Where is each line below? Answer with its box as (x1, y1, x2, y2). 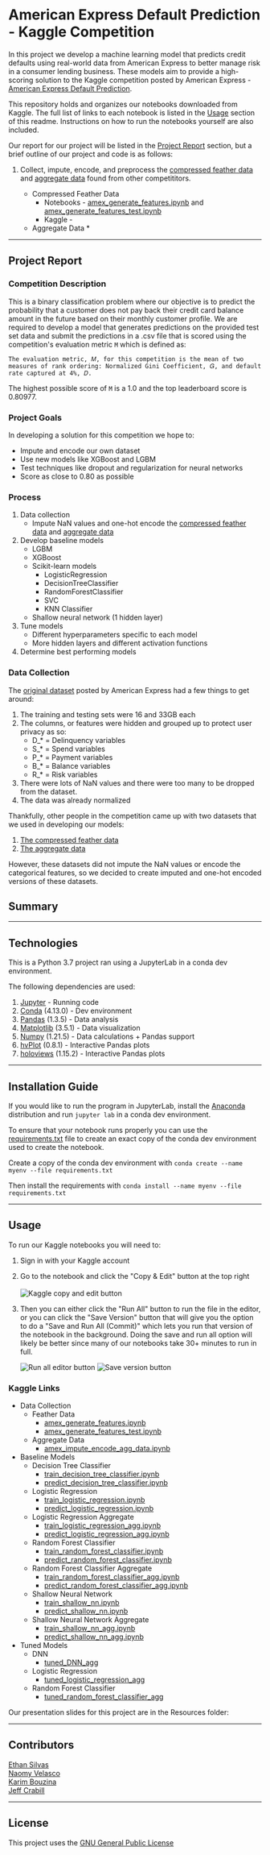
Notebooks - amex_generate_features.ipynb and (43, 197, 204, 207)
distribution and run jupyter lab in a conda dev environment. (8, 1110, 211, 1119)
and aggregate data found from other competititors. (19, 173, 191, 183)
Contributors (8, 1738, 75, 1752)
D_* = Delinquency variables (31, 735, 126, 745)
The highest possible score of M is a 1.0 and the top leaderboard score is (8, 383, 247, 392)
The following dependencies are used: (8, 981, 136, 992)
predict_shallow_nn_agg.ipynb (43, 1632, 145, 1641)
